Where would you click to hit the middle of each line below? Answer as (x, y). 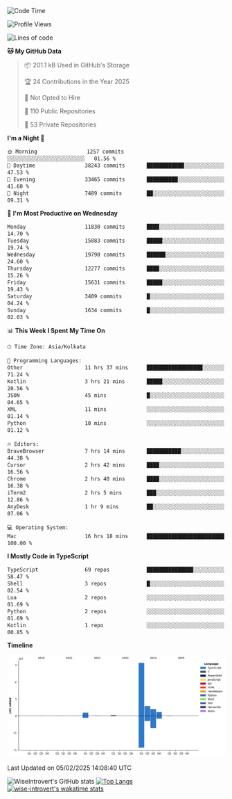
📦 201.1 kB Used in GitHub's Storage (77, 65)
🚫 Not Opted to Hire (52, 98)
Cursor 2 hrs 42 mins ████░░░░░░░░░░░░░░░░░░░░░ (116, 465)
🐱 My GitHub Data (35, 51)
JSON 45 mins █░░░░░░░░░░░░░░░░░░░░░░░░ (116, 396)
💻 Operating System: (38, 528)
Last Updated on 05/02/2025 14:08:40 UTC (69, 768)
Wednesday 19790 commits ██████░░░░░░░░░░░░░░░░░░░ (116, 255)
